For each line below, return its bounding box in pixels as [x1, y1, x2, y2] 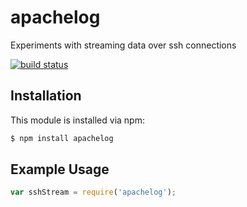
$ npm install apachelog [10, 133, 114, 143]
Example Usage [10, 161, 110, 178]
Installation [10, 87, 82, 105]
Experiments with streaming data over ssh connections [10, 39, 237, 51]
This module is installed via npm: [10, 114, 145, 126]
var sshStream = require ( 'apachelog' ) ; [10, 187, 177, 198]
